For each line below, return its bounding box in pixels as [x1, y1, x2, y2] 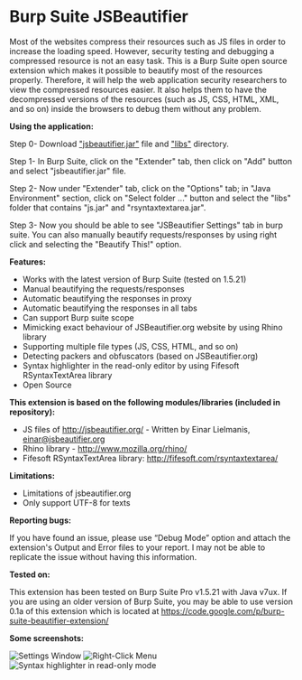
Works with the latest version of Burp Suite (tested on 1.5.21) [22, 274, 247, 284]
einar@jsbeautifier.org [22, 433, 105, 444]
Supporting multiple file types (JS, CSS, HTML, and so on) [22, 340, 239, 351]
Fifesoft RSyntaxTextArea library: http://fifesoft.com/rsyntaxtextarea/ [22, 452, 279, 463]
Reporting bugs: [9, 515, 72, 526]
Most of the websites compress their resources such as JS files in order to [9, 36, 286, 47]
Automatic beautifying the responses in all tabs [22, 303, 198, 313]
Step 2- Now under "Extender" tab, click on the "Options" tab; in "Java [9, 182, 271, 193]
